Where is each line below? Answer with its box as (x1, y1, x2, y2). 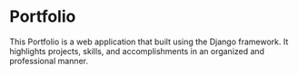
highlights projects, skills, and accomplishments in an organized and (9, 45, 265, 56)
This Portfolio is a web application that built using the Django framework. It (9, 36, 289, 47)
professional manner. (9, 55, 89, 66)
